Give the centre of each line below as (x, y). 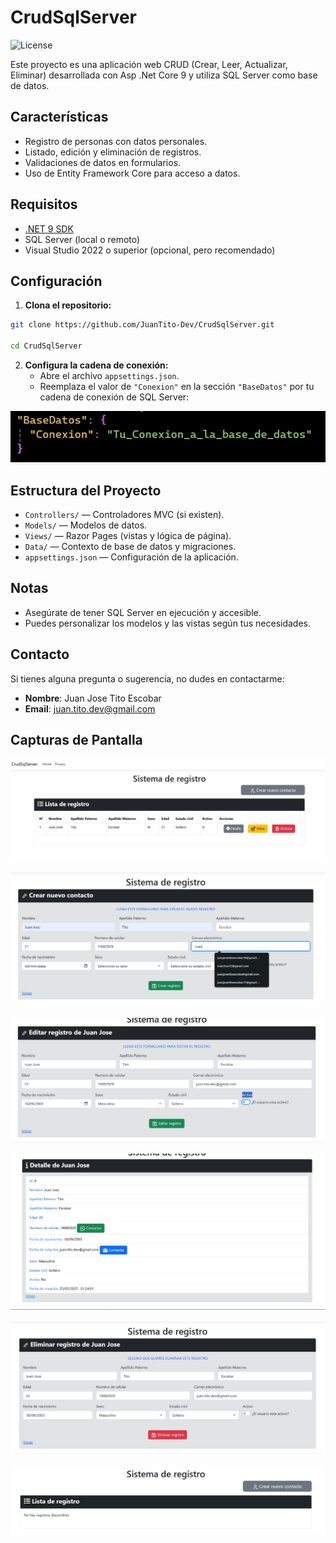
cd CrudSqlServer (46, 346)
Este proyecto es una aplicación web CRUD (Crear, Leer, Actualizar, (149, 64)
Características (59, 117)
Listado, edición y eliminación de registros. (113, 152)
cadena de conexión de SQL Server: (114, 397)
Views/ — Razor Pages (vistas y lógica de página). (128, 536)
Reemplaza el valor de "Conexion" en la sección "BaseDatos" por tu (177, 386)
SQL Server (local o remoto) (82, 239)
